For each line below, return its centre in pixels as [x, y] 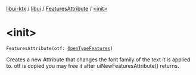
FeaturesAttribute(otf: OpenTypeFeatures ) [60, 48]
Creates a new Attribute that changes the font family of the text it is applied [98, 60]
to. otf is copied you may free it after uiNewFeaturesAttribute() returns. [93, 65]
